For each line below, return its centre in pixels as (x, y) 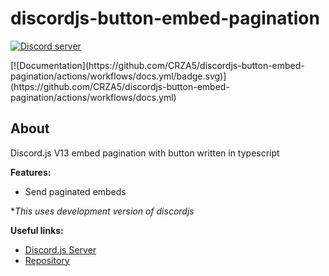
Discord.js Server (60, 249)
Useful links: (37, 230)
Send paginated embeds (75, 191)
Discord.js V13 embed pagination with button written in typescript (145, 153)
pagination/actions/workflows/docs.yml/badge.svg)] (118, 76)
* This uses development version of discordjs (102, 211)
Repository (47, 260)
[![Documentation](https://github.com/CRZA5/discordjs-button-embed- (157, 65)
